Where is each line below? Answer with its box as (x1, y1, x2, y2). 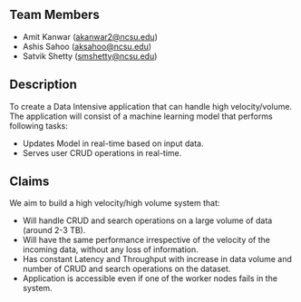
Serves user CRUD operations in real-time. (22, 147, 182, 158)
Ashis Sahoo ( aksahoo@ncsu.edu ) (22, 41, 152, 52)
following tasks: (9, 120, 68, 131)
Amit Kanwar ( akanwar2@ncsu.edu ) (22, 31, 159, 42)
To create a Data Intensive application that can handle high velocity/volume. (9, 101, 293, 112)
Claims (9, 174, 50, 190)
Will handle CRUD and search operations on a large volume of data (22, 215, 273, 226)
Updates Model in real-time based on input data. (22, 138, 204, 149)
